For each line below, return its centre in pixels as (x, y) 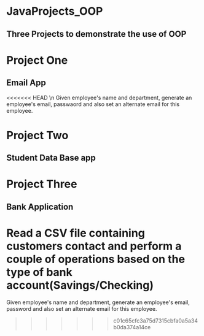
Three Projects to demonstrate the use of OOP (96, 34)
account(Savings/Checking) (80, 285)
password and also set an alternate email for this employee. (82, 308)
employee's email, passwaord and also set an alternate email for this (93, 104)
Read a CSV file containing (76, 233)
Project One (37, 60)
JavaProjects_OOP (55, 11)
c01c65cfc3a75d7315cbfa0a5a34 (156, 321)
